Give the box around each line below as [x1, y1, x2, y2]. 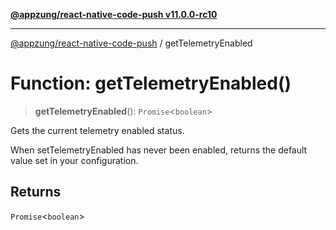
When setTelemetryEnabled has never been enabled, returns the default [10, 144, 308, 156]
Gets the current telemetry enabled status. [10, 124, 185, 136]
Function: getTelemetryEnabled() [10, 72, 292, 95]
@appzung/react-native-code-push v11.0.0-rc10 [10, 9, 218, 20]
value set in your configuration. [10, 154, 139, 166]
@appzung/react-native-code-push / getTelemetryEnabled [10, 37, 253, 49]
